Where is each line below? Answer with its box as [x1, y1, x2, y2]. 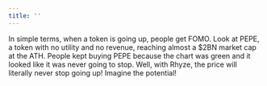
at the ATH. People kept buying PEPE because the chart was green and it [8, 51, 251, 60]
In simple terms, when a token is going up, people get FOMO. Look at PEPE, [8, 34, 260, 43]
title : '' [8, 11, 42, 20]
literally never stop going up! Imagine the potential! [8, 68, 177, 77]
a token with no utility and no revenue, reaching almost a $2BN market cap [8, 42, 257, 52]
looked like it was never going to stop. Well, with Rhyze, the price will [8, 59, 238, 69]
